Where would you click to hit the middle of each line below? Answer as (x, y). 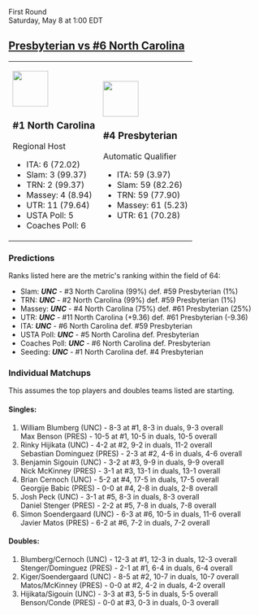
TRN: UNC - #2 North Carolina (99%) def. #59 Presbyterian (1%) (128, 300)
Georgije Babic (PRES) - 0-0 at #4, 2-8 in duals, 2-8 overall (119, 488)
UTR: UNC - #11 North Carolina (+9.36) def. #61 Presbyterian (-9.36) (134, 317)
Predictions (32, 258)
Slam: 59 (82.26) (149, 185)
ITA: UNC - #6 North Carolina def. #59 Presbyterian (106, 326)
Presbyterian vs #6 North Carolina (97, 46)
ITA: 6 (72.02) (54, 164)
